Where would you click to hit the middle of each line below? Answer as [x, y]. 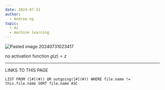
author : [13, 14]
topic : [12, 23]
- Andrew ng [22, 19]
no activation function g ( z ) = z [36, 56]
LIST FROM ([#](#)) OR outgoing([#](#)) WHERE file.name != [68, 79]
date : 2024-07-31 [23, 10]
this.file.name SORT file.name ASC [41, 84]
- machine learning [29, 32]
